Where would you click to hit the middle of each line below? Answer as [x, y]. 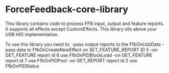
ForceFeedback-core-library [67, 9]
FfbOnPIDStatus [22, 66]
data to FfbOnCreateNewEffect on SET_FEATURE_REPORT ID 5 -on [87, 50]
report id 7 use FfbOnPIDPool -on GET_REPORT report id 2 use [71, 60]
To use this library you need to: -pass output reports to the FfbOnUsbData [83, 44]
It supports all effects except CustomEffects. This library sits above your [81, 29]
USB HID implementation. [32, 34]
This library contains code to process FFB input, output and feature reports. [85, 23]
